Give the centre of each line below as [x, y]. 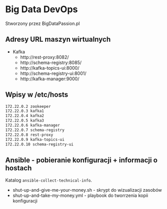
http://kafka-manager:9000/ [50, 79]
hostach [19, 168]
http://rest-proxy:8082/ [45, 57]
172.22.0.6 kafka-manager [32, 126]
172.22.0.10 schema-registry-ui [39, 144]
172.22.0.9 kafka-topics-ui [35, 139]
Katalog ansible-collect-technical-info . [49, 180]
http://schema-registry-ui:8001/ [53, 73]
